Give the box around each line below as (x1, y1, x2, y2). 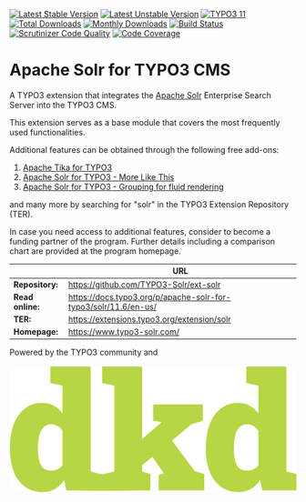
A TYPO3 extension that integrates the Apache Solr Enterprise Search (9, 89, 271, 100)
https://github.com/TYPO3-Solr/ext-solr (67, 278, 221, 290)
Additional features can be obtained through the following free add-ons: (9, 144, 280, 155)
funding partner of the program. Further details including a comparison (9, 236, 276, 246)
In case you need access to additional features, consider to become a (9, 226, 271, 236)
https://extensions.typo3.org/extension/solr (67, 314, 231, 325)
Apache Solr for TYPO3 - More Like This (22, 171, 175, 182)
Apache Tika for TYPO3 (22, 162, 112, 173)
